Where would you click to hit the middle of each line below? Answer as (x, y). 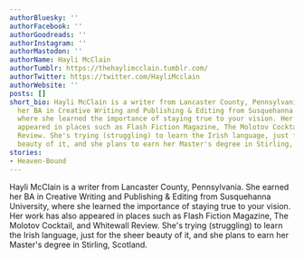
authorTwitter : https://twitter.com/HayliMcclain (105, 77)
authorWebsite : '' (44, 85)
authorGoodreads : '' (48, 34)
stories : (26, 152)
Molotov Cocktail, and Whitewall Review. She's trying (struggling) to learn (146, 225)
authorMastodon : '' (46, 52)
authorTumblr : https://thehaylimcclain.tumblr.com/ (109, 69)
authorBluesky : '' (44, 18)
